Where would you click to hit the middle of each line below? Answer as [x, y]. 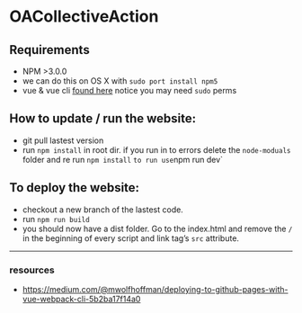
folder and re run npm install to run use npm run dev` [122, 159]
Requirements [49, 50]
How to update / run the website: [103, 119]
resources [32, 270]
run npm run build [56, 219]
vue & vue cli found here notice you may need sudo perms [129, 90]
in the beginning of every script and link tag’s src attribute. [131, 238]
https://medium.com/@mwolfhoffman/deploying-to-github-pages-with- [155, 289]
